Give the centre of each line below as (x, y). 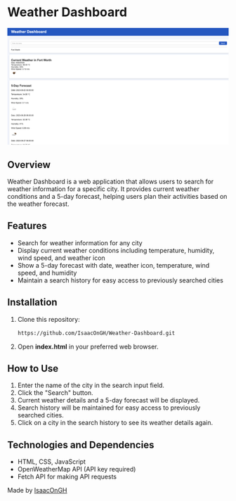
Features (27, 226)
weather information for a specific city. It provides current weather (104, 189)
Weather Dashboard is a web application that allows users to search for (111, 182)
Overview (29, 165)
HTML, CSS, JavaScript (52, 462)
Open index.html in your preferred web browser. (88, 346)
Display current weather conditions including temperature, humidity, (116, 250)
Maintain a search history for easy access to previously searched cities (120, 280)
